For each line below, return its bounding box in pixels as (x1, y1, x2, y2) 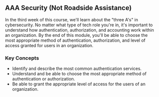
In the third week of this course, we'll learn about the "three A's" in (5, 16, 139, 22)
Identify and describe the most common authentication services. (12, 65, 142, 72)
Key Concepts (5, 54, 39, 61)
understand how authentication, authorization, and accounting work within (5, 27, 154, 33)
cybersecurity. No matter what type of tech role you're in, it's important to (5, 22, 153, 28)
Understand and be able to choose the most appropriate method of (12, 71, 147, 77)
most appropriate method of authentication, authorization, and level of (5, 37, 146, 43)
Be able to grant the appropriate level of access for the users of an (12, 81, 146, 87)
